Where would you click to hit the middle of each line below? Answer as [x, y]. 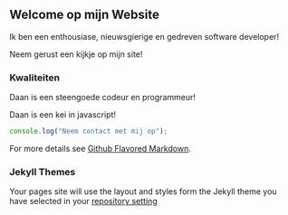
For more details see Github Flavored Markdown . [101, 148]
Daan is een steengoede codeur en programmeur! [103, 98]
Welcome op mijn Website [85, 15]
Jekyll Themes [43, 172]
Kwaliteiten [35, 78]
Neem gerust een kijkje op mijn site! [76, 54]
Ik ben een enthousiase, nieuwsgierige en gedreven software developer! [144, 36]
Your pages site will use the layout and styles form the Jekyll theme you [144, 192]
